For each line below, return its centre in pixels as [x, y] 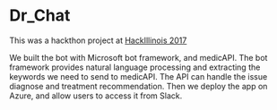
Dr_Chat [40, 16]
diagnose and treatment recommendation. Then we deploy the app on [138, 86]
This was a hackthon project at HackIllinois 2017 [98, 40]
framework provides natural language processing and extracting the [135, 67]
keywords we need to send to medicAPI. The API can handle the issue [138, 76]
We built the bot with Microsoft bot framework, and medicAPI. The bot [138, 57]
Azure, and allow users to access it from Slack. [96, 96]
